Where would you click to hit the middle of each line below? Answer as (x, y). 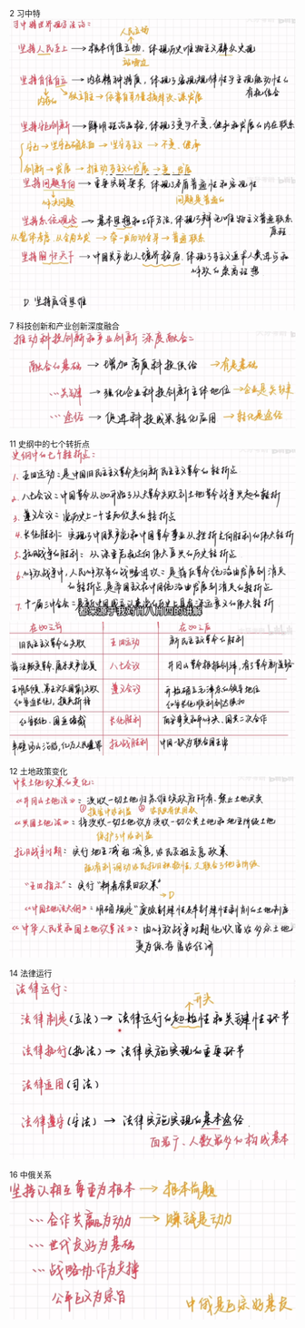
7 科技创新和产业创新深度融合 (64, 326)
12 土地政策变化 (39, 772)
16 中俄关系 (31, 1175)
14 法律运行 (31, 973)
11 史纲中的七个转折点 (50, 444)
